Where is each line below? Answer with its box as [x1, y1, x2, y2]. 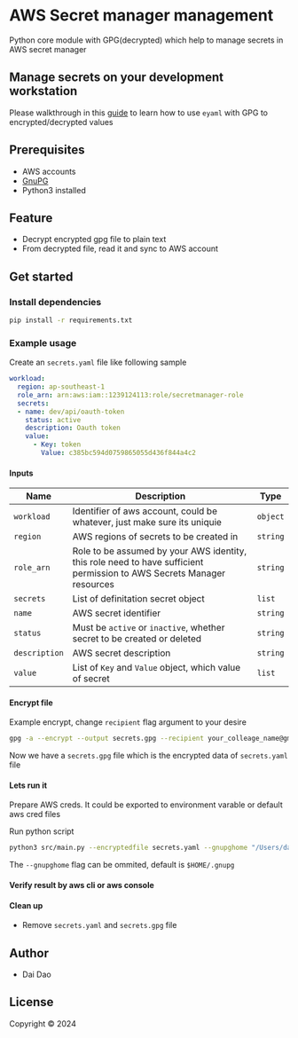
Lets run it [9, 780, 47, 790]
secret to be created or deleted [72, 633, 202, 645]
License [9, 995, 54, 1010]
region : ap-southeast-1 [17, 382, 105, 391]
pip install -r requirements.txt [9, 316, 133, 325]
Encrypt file [9, 697, 53, 708]
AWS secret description [72, 647, 171, 659]
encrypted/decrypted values [9, 116, 114, 127]
